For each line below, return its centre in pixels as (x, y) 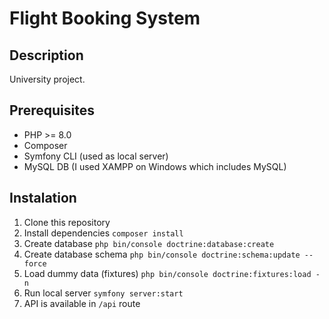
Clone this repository (67, 222)
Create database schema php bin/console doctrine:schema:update (162, 254)
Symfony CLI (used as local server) (96, 156)
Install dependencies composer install (103, 233)
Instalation (43, 198)
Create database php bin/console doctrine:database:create (149, 243)
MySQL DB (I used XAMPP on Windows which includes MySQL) (155, 166)
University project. (47, 79)
